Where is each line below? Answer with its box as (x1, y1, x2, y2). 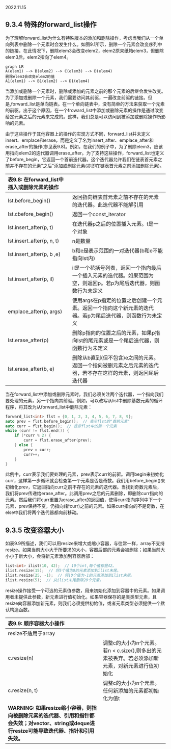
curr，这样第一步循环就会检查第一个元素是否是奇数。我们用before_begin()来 (5, 478, 165, 484)
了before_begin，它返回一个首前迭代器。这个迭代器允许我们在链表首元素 (5, 156, 158, 162)
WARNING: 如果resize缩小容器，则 (8, 704, 92, 711)
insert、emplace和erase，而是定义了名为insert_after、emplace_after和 (5, 137, 154, 143)
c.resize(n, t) (8, 687, 38, 694)
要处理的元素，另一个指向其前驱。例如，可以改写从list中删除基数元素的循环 (5, 397, 163, 403)
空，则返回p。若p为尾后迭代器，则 (72, 279, 155, 287)
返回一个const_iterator (72, 211, 126, 218)
